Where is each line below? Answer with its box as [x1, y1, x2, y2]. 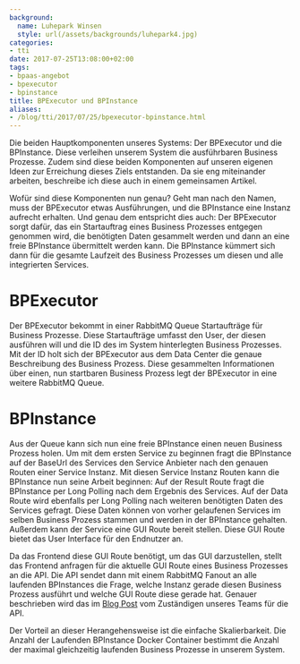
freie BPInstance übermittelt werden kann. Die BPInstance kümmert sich [9, 241, 276, 251]
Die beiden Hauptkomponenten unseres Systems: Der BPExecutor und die [9, 138, 282, 149]
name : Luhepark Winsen [17, 21, 102, 30]
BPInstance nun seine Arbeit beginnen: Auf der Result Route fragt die [9, 476, 265, 487]
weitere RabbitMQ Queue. [9, 378, 105, 388]
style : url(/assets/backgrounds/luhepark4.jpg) [17, 30, 199, 38]
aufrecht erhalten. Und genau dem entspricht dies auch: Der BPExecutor [9, 212, 277, 223]
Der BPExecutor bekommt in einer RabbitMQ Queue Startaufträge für [9, 320, 263, 331]
